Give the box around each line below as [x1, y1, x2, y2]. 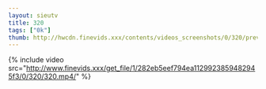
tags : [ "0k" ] [8, 26, 51, 34]
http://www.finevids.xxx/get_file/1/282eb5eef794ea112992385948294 [26, 64, 256, 73]
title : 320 [8, 19, 44, 27]
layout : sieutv [8, 11, 59, 20]
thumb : [8, 33, 30, 42]
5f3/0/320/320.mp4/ [8, 72, 77, 81]
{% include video [8, 55, 65, 65]
